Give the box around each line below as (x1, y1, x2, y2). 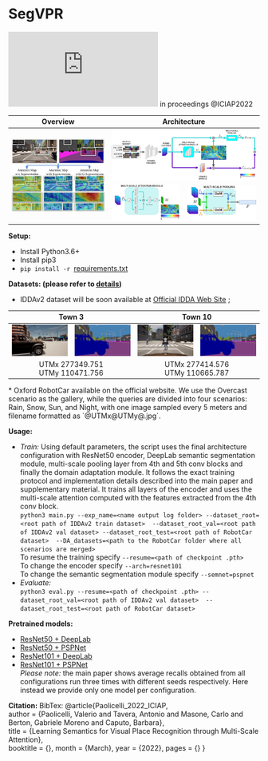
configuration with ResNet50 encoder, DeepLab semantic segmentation (19, 451, 256, 460)
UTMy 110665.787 (164, 368, 230, 377)
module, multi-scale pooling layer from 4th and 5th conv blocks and (19, 459, 243, 468)
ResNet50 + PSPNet (19, 643, 86, 652)
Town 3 (58, 313, 85, 322)
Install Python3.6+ (19, 246, 80, 256)
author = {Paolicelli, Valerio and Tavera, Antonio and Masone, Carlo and (8, 709, 243, 719)
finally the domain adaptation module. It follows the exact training (19, 468, 235, 477)
